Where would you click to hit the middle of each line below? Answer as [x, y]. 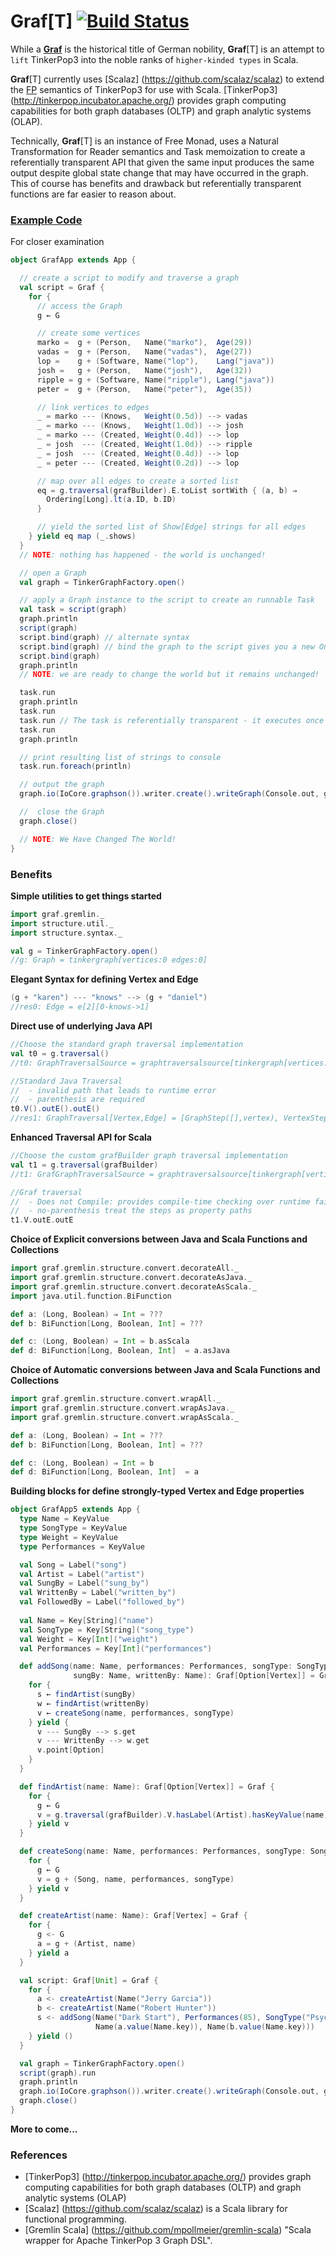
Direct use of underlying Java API [81, 1026]
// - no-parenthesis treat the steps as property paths [131, 1211]
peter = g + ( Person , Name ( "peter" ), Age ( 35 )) [144, 389]
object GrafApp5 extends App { [75, 1510]
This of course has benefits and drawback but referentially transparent [156, 183]
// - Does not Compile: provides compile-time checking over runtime [160, 1201]
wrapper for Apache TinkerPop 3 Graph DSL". [118, 2241]
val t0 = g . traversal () [60, 1053]
